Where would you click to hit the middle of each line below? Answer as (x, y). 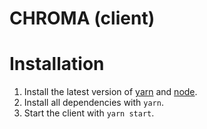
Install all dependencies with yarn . (93, 103)
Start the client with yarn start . (89, 113)
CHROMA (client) (82, 18)
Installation (57, 64)
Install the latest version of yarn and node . (110, 92)
